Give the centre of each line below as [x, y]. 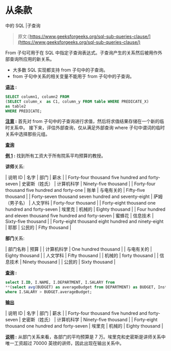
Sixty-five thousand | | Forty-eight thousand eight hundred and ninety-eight [84, 221]
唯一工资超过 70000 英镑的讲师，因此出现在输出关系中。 [65, 343]
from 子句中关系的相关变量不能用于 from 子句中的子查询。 [74, 76]
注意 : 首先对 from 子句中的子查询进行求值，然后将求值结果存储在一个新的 [82, 121]
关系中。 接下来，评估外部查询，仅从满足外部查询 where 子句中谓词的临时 [87, 128]
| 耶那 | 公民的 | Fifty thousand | [38, 228]
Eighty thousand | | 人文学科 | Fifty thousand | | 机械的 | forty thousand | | [82, 256]
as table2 [16, 106]
